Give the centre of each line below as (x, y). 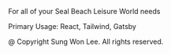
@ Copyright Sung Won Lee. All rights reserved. (86, 41)
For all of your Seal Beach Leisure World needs (84, 11)
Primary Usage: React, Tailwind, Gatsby (72, 26)
